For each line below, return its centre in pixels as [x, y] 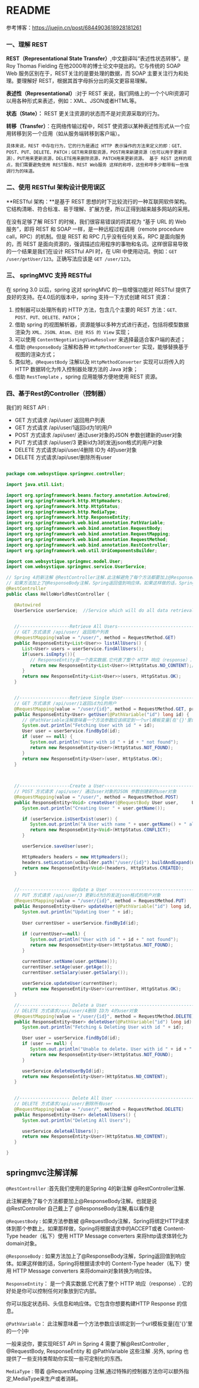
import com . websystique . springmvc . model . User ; [65, 561]
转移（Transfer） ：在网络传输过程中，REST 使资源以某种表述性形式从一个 [96, 126]
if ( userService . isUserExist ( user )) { [70, 819]
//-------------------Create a [53, 786]
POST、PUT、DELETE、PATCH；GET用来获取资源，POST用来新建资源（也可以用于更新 [94, 152]
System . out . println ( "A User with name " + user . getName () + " [108, 824]
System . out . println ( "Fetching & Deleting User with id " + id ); [103, 1027]
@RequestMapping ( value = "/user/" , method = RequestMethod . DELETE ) [99, 1109]
